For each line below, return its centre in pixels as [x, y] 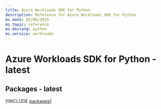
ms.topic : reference [27, 24]
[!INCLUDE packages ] [28, 101]
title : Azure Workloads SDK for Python [48, 10]
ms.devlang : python [26, 29]
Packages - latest [34, 89]
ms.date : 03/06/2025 [27, 19]
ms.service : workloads [29, 34]
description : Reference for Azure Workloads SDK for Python [71, 15]
